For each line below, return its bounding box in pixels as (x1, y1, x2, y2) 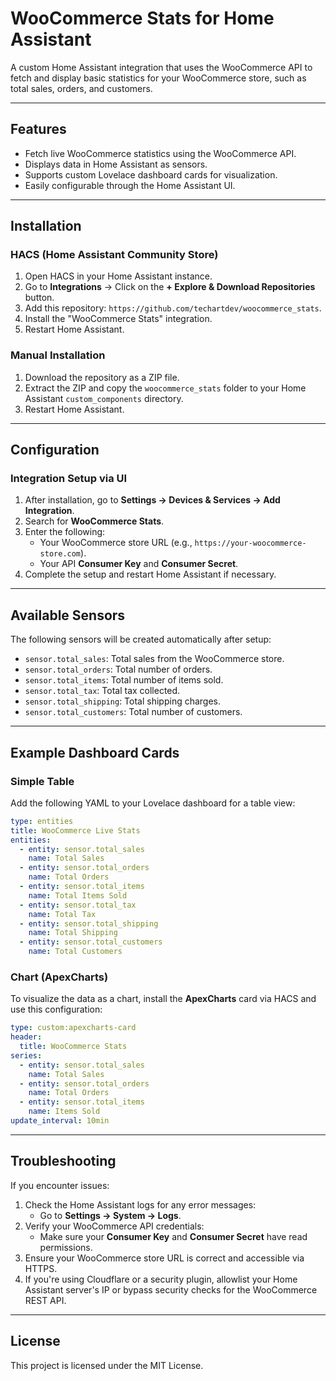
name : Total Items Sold (28, 890, 128, 901)
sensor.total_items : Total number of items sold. (24, 674, 224, 686)
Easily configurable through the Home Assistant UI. (24, 179, 236, 191)
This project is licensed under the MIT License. (10, 1359, 204, 1371)
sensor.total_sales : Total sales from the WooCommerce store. (24, 653, 285, 665)
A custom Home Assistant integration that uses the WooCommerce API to (10, 61, 313, 73)
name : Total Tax (28, 909, 97, 919)
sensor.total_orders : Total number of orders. (24, 663, 213, 676)
